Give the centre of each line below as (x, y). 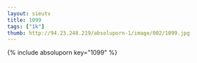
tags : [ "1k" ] (26, 26)
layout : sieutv (29, 13)
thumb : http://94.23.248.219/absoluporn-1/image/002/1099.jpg (98, 33)
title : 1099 (24, 20)
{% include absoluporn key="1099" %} (62, 53)
